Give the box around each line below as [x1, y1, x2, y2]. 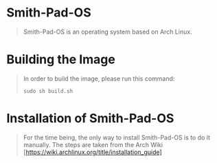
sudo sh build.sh [23, 87, 73, 94]
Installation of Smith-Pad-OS [6, 111, 174, 127]
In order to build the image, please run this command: [23, 74, 175, 83]
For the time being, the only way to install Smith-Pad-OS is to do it [23, 133, 210, 142]
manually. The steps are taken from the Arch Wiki [23, 140, 163, 149]
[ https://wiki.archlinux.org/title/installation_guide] [23, 148, 162, 156]
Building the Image [6, 52, 116, 67]
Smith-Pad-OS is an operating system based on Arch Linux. [23, 28, 193, 36]
